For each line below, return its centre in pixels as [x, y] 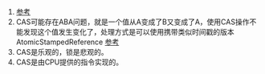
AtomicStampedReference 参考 [67, 42]
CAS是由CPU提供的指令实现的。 [69, 62]
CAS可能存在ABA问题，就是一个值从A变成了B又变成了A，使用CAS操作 [132, 22]
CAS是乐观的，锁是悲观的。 [62, 52]
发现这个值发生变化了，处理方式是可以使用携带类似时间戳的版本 [128, 32]
